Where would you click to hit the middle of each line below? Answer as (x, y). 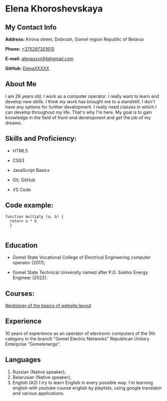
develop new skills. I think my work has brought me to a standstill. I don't (80, 101)
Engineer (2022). (30, 278)
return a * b (23, 221)
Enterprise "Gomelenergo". (33, 344)
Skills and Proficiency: (41, 139)
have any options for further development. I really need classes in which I (81, 107)
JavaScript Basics (31, 170)
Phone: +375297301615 (30, 49)
